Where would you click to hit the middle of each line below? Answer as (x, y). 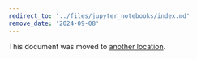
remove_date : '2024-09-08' (54, 23)
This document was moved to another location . (87, 46)
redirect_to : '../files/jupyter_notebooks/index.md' (99, 16)
